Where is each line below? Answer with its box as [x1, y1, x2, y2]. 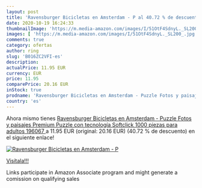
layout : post [6, 8, 39, 15]
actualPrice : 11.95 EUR [6, 64, 66, 71]
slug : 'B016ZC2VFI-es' [6, 53, 63, 59]
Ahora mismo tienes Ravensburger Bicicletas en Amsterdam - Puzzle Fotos [6, 115, 192, 122]
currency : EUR [6, 70, 42, 76]
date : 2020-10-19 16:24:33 [6, 20, 74, 26]
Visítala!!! [6, 157, 29, 164]
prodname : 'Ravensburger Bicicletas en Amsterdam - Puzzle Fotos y [6, 92, 179, 99]
